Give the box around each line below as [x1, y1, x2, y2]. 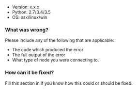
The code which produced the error [12, 47, 84, 53]
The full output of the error [12, 52, 65, 58]
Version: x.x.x [12, 4, 40, 10]
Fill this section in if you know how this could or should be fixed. [5, 80, 133, 86]
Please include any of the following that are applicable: [5, 37, 115, 43]
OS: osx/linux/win [12, 15, 47, 20]
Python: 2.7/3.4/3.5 [12, 9, 51, 15]
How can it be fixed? [5, 69, 54, 76]
